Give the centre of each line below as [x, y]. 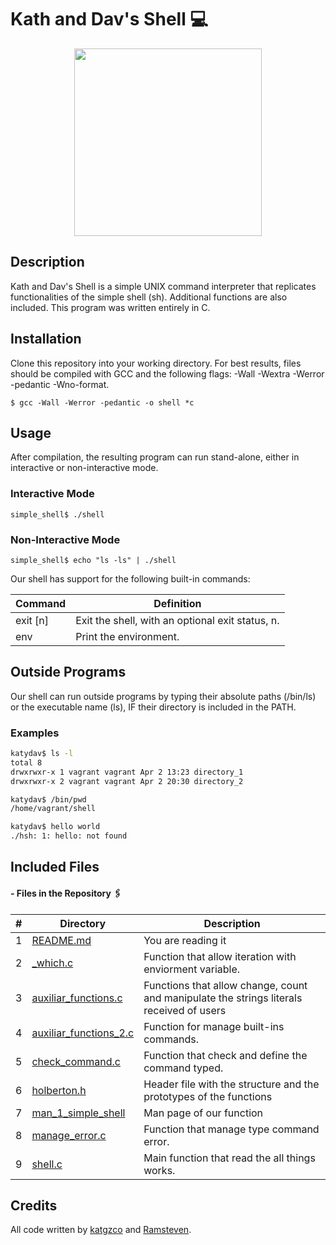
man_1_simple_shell [78, 1113]
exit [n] [32, 620]
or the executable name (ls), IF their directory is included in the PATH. [153, 707]
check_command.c [76, 1061]
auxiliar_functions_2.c [83, 1033]
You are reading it [185, 940]
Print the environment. [127, 636]
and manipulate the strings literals [223, 998]
